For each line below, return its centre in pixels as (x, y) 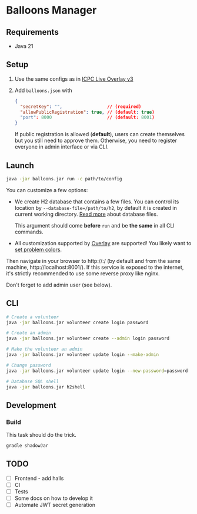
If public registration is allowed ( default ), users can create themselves (100, 134)
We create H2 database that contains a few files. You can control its (97, 202)
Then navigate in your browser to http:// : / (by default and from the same (94, 261)
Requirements (32, 32)
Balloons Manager (51, 10)
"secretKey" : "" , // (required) (81, 107)
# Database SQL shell (33, 381)
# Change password (29, 365)
